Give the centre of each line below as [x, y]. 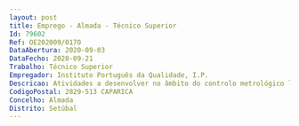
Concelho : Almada [41, 100]
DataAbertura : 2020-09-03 [57, 51]
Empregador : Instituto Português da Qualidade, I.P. [109, 75]
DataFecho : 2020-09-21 [51, 59]
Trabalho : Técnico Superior [61, 67]
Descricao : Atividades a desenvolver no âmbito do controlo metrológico [147, 83]
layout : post [33, 17]
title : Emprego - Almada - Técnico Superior [93, 26]
